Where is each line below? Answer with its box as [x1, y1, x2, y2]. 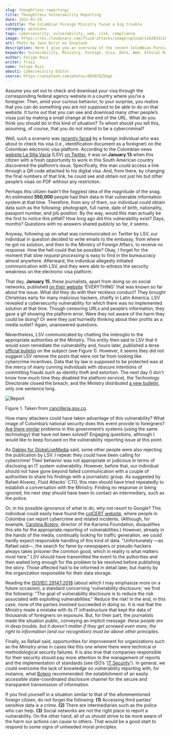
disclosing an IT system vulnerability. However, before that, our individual [5, 462, 159, 468]
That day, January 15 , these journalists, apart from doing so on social [5, 278, 151, 284]
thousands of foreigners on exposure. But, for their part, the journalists [5, 612, 154, 618]
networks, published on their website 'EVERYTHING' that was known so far [5, 283, 163, 290]
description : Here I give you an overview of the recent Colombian [5, 45, 152, 50]
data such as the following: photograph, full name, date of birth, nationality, [5, 204, 163, 211]
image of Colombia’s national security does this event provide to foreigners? [5, 420, 165, 426]
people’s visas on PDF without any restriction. [5, 179, 101, 185]
